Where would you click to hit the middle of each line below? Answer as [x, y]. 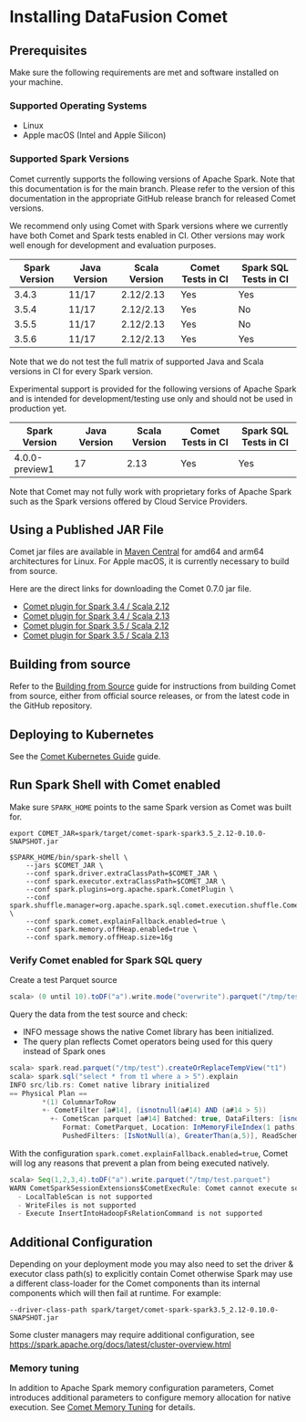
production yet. [38, 408]
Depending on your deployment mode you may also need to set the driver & [152, 1264]
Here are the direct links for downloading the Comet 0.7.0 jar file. [131, 589]
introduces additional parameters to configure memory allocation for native [150, 1397]
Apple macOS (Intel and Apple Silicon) [94, 135]
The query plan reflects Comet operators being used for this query [148, 1041]
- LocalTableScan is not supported [85, 1197]
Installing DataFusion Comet [119, 17]
